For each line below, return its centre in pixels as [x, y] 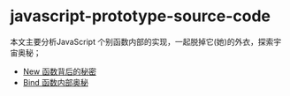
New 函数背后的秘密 [59, 71]
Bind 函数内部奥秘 [56, 82]
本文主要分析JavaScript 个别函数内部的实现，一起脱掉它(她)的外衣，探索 [142, 41]
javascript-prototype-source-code [141, 16]
